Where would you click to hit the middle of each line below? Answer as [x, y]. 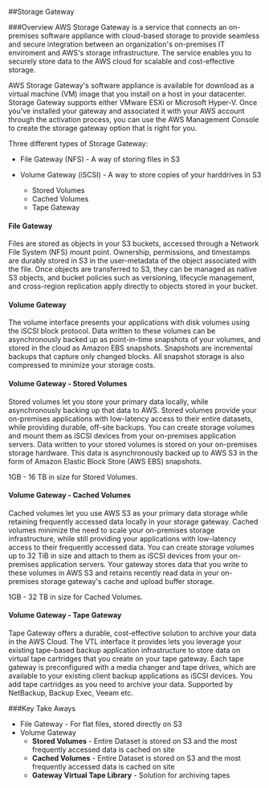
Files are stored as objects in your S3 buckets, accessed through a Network [134, 243]
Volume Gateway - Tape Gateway [65, 615]
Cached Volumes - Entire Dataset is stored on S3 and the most [136, 758]
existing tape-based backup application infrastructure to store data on [124, 651]
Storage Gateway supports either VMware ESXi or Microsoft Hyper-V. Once [133, 102]
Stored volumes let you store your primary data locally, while [108, 402]
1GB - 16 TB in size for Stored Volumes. [73, 476]
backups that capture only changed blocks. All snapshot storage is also [126, 357]
